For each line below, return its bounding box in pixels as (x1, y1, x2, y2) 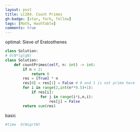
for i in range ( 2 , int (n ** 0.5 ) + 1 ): (23, 85, 93, 90)
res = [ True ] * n (23, 76, 58, 81)
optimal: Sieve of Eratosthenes (5, 39, 67, 45)
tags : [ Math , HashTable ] (5, 21, 56, 26)
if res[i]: (31, 90, 54, 95)
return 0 (31, 71, 50, 76)
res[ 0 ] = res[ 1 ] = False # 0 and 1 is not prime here (23, 81, 135, 86)
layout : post (5, 7, 32, 12)
